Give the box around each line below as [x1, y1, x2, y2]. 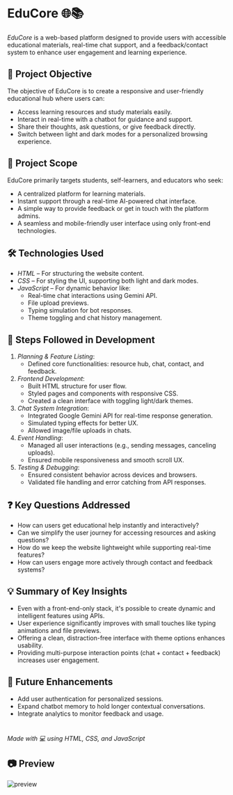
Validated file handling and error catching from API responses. [27, 478, 207, 487]
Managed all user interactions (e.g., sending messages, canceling [27, 441, 217, 450]
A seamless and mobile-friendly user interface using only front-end [17, 219, 211, 227]
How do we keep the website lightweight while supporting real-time [17, 544, 211, 551]
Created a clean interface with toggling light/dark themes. [27, 397, 193, 405]
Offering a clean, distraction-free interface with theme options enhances [17, 633, 225, 642]
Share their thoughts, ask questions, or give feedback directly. [17, 123, 196, 131]
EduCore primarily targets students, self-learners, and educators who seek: [7, 175, 224, 184]
